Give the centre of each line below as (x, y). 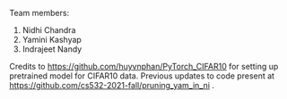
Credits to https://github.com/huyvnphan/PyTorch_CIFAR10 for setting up (144, 66)
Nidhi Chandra (49, 30)
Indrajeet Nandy (52, 49)
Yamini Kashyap (52, 40)
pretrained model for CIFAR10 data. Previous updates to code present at (142, 76)
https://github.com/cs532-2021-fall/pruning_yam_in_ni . (112, 85)
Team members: (39, 13)
